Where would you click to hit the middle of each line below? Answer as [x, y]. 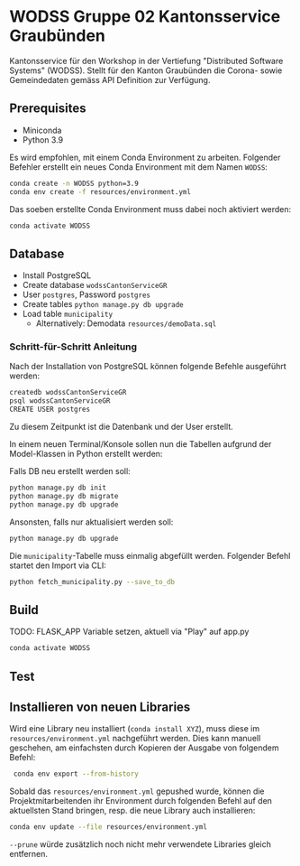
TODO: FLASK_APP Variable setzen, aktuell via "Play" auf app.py [129, 632]
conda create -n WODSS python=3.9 [74, 183]
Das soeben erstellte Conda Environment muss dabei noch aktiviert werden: [150, 209]
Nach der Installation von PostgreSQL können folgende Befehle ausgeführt [148, 367]
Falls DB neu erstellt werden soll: [70, 471]
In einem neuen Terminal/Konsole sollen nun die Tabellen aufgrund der [141, 444]
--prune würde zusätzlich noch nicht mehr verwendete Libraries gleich [141, 844]
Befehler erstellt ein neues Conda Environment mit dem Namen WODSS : [139, 167]
